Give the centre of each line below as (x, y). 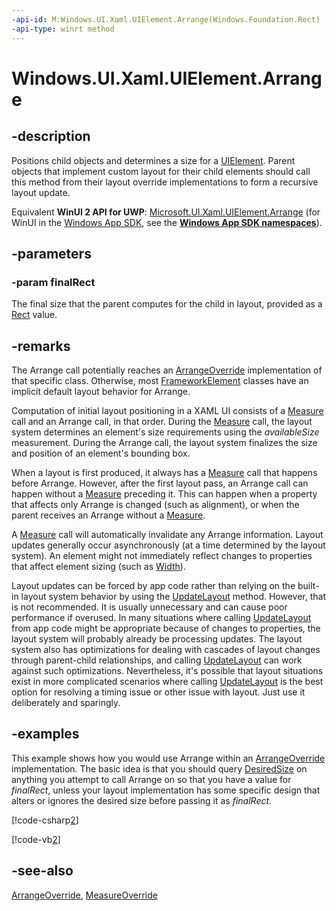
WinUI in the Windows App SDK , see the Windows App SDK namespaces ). (167, 222)
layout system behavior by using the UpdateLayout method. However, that (173, 596)
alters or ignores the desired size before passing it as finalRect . (142, 800)
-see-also (42, 871)
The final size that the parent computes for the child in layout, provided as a (167, 304)
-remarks (41, 346)
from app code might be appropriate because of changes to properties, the (166, 628)
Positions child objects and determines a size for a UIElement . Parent (153, 160)
